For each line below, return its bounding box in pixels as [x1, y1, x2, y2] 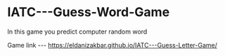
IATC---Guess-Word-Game [7, 4, 170, 20]
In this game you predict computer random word [7, 27, 148, 36]
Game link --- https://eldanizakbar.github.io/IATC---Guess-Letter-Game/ [7, 41, 218, 49]
